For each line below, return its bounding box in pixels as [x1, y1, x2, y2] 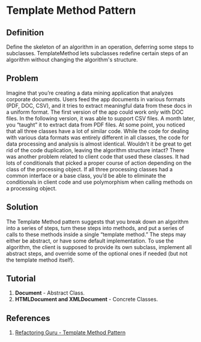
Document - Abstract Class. [14, 289, 85, 296]
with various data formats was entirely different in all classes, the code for [6, 134, 189, 141]
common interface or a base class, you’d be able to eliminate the [6, 172, 166, 179]
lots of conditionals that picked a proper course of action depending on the [6, 159, 192, 167]
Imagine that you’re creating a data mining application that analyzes [6, 89, 174, 96]
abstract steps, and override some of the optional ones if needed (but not [6, 250, 188, 257]
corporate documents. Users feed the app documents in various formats [6, 95, 185, 102]
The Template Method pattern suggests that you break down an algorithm [6, 218, 189, 225]
